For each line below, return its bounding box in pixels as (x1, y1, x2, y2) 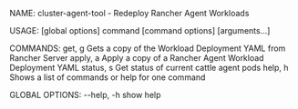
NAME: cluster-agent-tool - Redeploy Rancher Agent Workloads (9, 8, 250, 18)
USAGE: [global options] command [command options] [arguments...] (9, 25, 271, 35)
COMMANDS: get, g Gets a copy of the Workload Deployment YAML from (9, 43, 286, 54)
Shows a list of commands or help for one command (9, 72, 206, 83)
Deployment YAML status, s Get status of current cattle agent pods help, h (9, 63, 289, 73)
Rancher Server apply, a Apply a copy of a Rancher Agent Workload (9, 53, 264, 63)
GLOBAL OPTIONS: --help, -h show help (9, 90, 161, 100)
